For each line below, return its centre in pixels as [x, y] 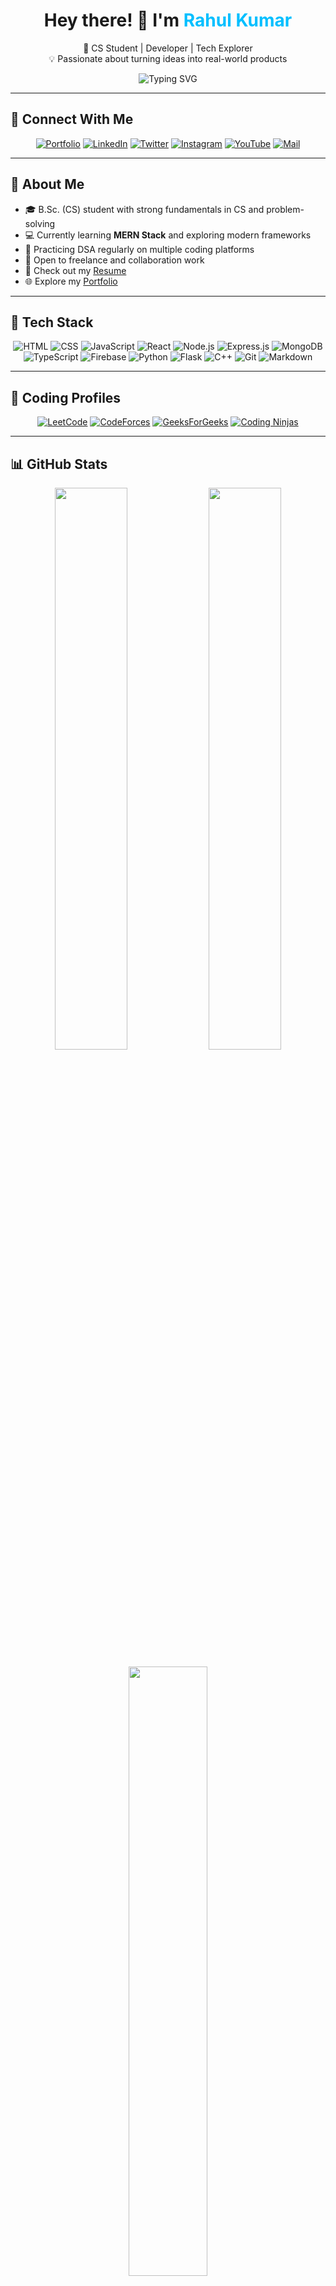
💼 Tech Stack [52, 322]
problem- [285, 209]
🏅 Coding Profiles [66, 397]
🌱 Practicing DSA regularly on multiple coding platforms [139, 249]
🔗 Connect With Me [72, 119]
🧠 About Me [47, 184]
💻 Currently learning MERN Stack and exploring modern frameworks [168, 235]
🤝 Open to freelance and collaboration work [114, 260]
